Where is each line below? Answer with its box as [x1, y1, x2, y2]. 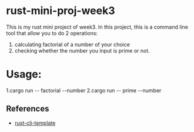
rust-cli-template [14, 119, 56, 126]
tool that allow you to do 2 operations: [6, 29, 98, 36]
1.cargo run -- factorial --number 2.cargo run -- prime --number [6, 86, 162, 94]
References [6, 104, 49, 114]
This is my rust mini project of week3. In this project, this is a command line [6, 23, 188, 30]
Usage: [6, 68, 42, 81]
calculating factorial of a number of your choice [14, 41, 131, 48]
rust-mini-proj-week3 [6, 4, 115, 18]
